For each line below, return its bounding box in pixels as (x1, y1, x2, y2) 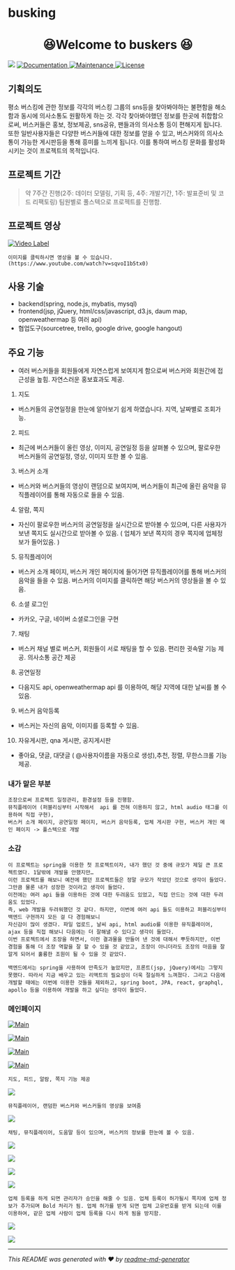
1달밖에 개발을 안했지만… (33, 869, 94, 876)
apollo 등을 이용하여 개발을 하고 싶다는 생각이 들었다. (8, 986, 148, 994)
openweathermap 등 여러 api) (17, 315, 103, 324)
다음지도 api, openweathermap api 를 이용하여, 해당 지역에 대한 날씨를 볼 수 (17, 683, 227, 692)
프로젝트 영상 (8, 220, 61, 232)
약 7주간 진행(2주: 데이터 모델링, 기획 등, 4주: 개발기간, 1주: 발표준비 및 (24, 189, 217, 197)
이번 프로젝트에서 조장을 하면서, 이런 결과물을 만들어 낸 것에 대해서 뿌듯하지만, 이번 (8, 936, 220, 943)
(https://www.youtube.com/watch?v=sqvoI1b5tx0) (8, 260, 149, 267)
